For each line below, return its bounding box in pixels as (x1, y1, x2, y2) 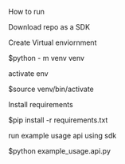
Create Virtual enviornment (8, 38, 97, 47)
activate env (8, 69, 49, 78)
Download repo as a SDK (8, 22, 90, 31)
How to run (8, 7, 45, 16)
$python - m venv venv (8, 54, 85, 62)
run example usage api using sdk (8, 131, 117, 140)
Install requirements (8, 100, 73, 109)
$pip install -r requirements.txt (8, 115, 108, 125)
